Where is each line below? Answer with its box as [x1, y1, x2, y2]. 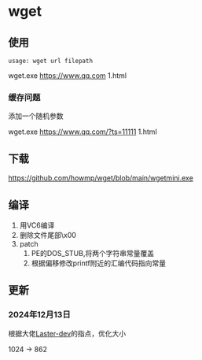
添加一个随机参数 [8, 111, 64, 121]
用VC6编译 [19, 220, 55, 230]
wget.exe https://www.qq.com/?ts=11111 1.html [8, 127, 157, 136]
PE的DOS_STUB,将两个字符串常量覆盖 [31, 248, 155, 258]
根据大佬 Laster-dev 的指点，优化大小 [8, 328, 127, 338]
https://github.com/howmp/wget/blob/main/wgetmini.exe [8, 173, 194, 183]
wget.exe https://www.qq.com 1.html [8, 71, 127, 80]
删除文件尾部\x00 [19, 230, 77, 239]
